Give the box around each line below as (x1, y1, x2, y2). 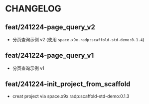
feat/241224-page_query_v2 (5, 23, 96, 31)
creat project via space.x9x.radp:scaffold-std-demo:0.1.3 (12, 93, 130, 99)
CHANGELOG (5, 3, 61, 14)
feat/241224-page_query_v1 (5, 51, 94, 60)
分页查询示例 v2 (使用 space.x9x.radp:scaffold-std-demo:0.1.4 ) (12, 37, 145, 42)
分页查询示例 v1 (12, 65, 45, 71)
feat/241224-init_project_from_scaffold (5, 80, 131, 89)
